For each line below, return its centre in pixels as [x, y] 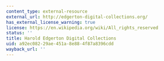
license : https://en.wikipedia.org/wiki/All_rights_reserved [82, 28]
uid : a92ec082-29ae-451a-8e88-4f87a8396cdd [60, 44]
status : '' [19, 33]
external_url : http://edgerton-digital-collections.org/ [77, 17]
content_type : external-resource [47, 11]
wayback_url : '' [26, 49]
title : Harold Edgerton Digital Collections [61, 38]
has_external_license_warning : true [51, 22]
